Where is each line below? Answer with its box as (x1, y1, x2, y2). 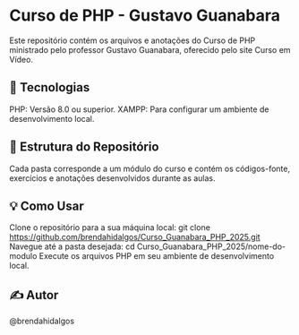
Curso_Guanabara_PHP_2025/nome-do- (136, 241, 286, 252)
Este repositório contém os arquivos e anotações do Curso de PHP (9, 35, 256, 46)
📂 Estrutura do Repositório (9, 140, 159, 155)
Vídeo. (9, 54, 34, 64)
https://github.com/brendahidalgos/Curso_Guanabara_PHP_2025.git (9, 232, 261, 243)
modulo (9, 251, 38, 262)
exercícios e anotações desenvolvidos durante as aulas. (9, 172, 217, 184)
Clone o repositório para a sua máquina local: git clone (9, 222, 210, 233)
